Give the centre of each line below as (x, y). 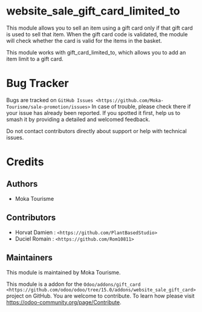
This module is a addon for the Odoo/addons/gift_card (73, 284)
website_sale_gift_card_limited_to (93, 11)
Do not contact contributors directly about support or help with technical (96, 131)
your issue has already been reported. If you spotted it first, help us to (93, 112)
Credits (25, 162)
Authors (22, 184)
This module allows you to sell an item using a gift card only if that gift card (99, 28)
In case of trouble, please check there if (141, 106)
